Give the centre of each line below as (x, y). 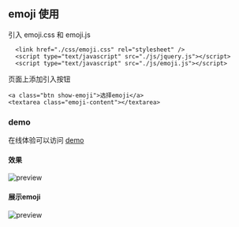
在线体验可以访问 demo (46, 140)
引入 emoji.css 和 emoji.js (49, 35)
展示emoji (24, 196)
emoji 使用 (34, 14)
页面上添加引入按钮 (39, 79)
